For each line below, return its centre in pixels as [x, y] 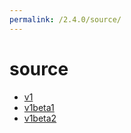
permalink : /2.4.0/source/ [65, 19]
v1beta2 [40, 118]
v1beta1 [39, 107]
